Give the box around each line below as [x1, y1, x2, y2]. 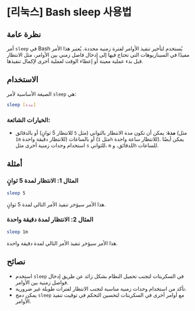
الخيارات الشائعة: [6, 116, 51, 124]
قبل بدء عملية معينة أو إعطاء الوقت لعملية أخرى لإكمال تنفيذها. [6, 57, 144, 64]
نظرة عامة [6, 29, 41, 39]
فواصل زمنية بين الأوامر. [15, 278, 69, 286]
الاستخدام [6, 74, 39, 85]
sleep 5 [6, 190, 26, 196]
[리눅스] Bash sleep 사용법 [6, 5, 132, 19]
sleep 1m [6, 229, 28, 235]
